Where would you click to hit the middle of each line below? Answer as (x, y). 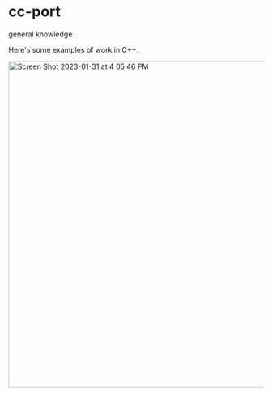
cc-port (35, 12)
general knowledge (40, 34)
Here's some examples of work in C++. (74, 49)
